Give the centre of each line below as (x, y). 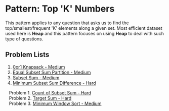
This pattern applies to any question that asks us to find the (67, 23)
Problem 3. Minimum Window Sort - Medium (55, 103)
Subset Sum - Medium (36, 77)
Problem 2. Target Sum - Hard (40, 98)
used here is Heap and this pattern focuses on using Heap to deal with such (85, 33)
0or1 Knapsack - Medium (39, 67)
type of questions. (24, 39)
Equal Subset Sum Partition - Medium (52, 72)
